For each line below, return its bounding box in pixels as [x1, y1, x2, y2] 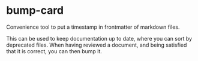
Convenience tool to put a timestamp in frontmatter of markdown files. [6, 23, 180, 30]
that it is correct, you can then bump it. [6, 47, 102, 54]
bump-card [6, 4, 64, 17]
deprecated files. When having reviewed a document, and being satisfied [6, 41, 187, 48]
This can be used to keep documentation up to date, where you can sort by [6, 35, 193, 42]
